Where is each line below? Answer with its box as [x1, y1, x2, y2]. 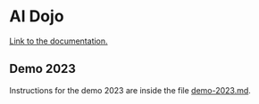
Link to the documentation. [9, 36, 109, 46]
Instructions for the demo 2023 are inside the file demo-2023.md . [9, 84, 252, 95]
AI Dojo [9, 6, 64, 27]
